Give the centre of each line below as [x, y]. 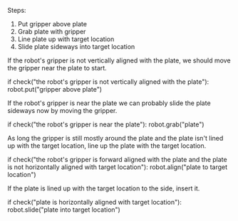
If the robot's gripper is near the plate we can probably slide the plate [109, 103]
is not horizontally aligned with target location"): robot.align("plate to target [118, 167]
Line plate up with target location [66, 39]
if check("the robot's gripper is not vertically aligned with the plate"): [108, 82]
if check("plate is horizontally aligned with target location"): [94, 202]
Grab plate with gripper [52, 32]
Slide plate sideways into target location [76, 47]
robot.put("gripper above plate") [55, 89]
